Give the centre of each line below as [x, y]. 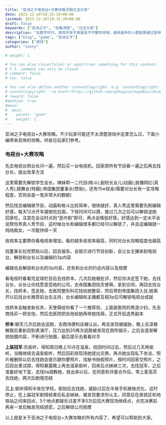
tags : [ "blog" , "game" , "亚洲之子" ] [41, 38]
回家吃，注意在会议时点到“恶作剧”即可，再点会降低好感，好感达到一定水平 [81, 218]
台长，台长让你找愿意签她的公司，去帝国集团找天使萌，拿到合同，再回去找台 [83, 284]
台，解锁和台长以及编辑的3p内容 [38, 257]
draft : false [19, 24]
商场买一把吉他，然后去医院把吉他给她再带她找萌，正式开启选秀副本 [74, 314]
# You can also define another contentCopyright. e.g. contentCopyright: [83, 87]
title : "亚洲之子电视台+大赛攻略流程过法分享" [47, 10]
